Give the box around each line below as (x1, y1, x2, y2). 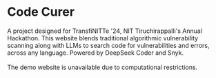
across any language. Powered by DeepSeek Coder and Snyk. (7, 49, 184, 57)
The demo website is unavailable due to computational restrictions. (7, 63, 198, 71)
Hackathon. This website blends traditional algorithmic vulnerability (7, 34, 199, 42)
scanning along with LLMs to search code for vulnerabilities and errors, (7, 41, 210, 49)
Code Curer (7, 4, 75, 20)
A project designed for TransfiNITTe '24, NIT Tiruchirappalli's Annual (7, 27, 202, 35)
